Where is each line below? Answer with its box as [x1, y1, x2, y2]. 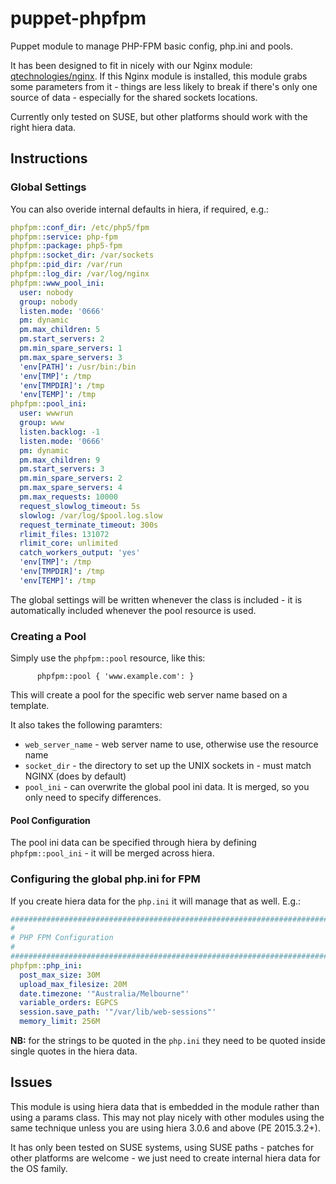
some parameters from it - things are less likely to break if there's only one [10, 80, 318, 92]
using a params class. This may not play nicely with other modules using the [10, 1111, 325, 1123]
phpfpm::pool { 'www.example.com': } [36, 672, 195, 682]
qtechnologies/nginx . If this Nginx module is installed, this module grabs [10, 70, 308, 82]
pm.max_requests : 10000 [19, 492, 118, 502]
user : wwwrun [19, 408, 74, 419]
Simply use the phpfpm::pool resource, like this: [10, 652, 206, 664]
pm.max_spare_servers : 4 [19, 483, 123, 493]
